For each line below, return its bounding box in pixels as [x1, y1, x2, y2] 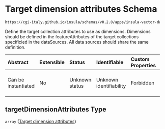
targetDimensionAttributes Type [5, 105, 107, 114]
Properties [131, 62, 156, 69]
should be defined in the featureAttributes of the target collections [5, 33, 139, 40]
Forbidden [131, 79, 155, 86]
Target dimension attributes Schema [5, 3, 157, 15]
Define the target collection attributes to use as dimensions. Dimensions [5, 28, 151, 34]
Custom [131, 55, 150, 62]
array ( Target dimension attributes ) [5, 118, 76, 124]
